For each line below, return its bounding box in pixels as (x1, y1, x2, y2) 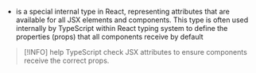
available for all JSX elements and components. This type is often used (15, 15, 249, 25)
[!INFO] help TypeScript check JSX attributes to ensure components (23, 48, 248, 56)
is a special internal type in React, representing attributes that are (15, 7, 231, 16)
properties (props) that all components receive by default (15, 32, 204, 41)
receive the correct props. (23, 56, 110, 65)
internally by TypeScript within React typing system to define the (15, 24, 228, 33)
